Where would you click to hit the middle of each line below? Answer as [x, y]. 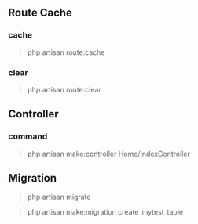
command [28, 136]
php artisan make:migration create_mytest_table [105, 212]
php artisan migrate [59, 197]
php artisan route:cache [66, 52]
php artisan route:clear [64, 89]
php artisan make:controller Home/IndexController [108, 154]
